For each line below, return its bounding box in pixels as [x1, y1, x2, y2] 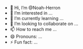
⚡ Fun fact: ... [10, 39, 38, 45]
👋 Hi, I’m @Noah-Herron [10, 5, 60, 10]
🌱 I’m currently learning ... [10, 15, 64, 21]
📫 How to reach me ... [10, 26, 57, 32]
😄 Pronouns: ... [10, 33, 43, 39]
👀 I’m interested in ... [10, 10, 53, 16]
